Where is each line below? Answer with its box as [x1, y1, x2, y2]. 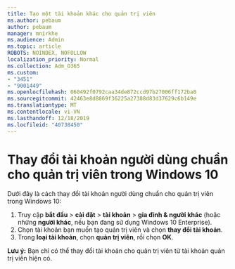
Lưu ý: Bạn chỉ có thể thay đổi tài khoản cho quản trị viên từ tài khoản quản [7, 247, 225, 255]
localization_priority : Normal [7, 56, 99, 63]
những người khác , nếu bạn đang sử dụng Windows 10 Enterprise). [17, 218, 212, 227]
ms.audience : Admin [7, 37, 65, 44]
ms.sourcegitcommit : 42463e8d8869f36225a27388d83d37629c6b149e [7, 96, 197, 103]
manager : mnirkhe [7, 29, 58, 37]
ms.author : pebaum [7, 17, 61, 24]
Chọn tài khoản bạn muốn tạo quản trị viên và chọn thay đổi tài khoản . [17, 225, 223, 234]
